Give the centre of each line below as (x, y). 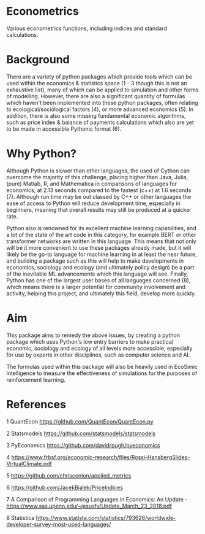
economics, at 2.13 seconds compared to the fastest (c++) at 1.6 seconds (99, 190)
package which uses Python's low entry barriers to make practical (90, 341)
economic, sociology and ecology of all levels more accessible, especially (99, 348)
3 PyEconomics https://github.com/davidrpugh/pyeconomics (83, 445)
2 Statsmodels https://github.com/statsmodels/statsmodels (81, 433)
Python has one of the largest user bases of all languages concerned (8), (99, 280)
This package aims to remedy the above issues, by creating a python (93, 335)
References (36, 404)
